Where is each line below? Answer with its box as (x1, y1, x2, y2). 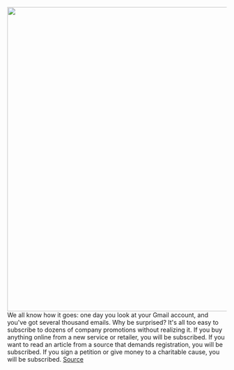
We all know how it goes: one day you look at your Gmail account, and (7, 311, 209, 319)
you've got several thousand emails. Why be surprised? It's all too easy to (7, 319, 219, 326)
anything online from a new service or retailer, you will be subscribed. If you (7, 333, 225, 341)
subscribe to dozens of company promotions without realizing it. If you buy (7, 325, 223, 334)
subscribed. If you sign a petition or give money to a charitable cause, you (7, 348, 220, 356)
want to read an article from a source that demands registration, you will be (7, 341, 223, 348)
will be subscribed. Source (7, 355, 84, 363)
